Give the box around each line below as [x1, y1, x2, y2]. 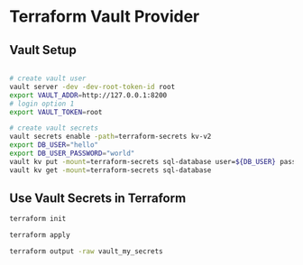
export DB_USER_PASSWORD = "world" [9, 149, 135, 158]
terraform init [9, 215, 67, 224]
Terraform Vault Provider [9, 6, 200, 27]
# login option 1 [9, 99, 75, 108]
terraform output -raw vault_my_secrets [9, 247, 164, 256]
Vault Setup [9, 42, 77, 58]
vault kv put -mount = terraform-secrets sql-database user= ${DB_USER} [9, 157, 277, 166]
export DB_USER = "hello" [9, 141, 99, 150]
